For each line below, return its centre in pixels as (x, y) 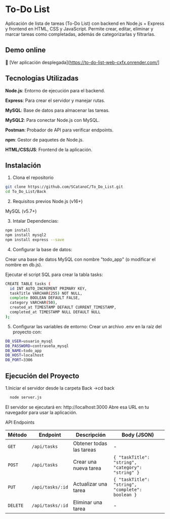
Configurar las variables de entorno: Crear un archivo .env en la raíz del (87, 326)
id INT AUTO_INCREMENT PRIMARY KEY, (48, 288)
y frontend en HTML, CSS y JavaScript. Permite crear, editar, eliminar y (79, 28)
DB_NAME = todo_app (24, 351)
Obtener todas (90, 443)
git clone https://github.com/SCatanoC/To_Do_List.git (64, 187)
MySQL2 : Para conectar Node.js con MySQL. (53, 120)
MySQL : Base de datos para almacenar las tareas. (57, 110)
